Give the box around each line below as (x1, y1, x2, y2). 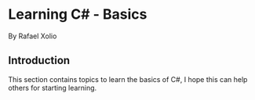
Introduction (8, 54, 71, 67)
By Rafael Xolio (8, 31, 57, 41)
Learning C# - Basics (8, 5, 148, 23)
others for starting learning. (8, 83, 97, 92)
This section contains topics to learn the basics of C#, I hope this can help (8, 74, 248, 84)
